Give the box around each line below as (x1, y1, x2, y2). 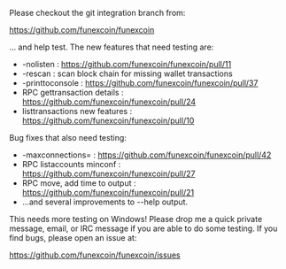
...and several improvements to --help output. (21, 196, 189, 207)
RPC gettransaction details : (21, 88, 124, 97)
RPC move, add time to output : (21, 178, 136, 188)
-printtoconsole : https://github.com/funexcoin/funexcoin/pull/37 (21, 78, 259, 88)
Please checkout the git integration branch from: (9, 8, 186, 18)
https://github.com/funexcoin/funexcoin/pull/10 (21, 115, 195, 126)
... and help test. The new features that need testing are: (9, 42, 214, 52)
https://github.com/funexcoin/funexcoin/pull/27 (21, 168, 196, 179)
